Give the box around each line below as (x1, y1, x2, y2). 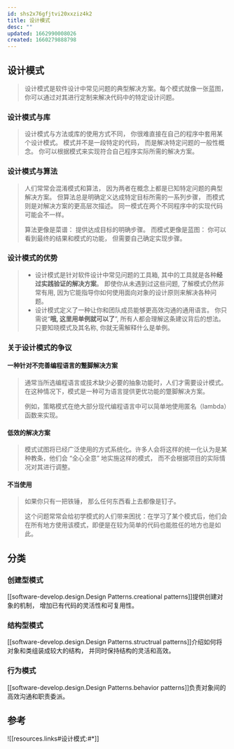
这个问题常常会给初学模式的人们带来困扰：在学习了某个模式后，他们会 (24, 512, 228, 520)
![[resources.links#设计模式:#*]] (7, 734, 99, 743)
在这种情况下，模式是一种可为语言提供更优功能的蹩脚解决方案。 (24, 387, 209, 395)
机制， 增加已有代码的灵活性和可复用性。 (19, 601, 138, 610)
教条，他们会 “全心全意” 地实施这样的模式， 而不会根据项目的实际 (30, 454, 219, 463)
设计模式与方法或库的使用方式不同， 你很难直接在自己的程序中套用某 (24, 129, 223, 138)
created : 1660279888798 (7, 37, 77, 44)
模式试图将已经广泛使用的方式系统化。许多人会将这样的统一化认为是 (24, 445, 221, 454)
